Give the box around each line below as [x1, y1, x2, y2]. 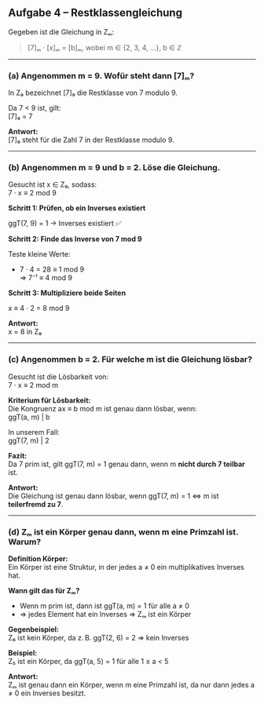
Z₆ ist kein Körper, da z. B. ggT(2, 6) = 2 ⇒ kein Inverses [8, 633, 189, 642]
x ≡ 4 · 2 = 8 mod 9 [8, 304, 70, 313]
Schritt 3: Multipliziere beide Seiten [8, 288, 126, 297]
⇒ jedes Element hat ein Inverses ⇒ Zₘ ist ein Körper [19, 610, 192, 618]
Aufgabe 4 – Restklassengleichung [8, 6, 183, 20]
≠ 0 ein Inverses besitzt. [8, 688, 86, 698]
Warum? [8, 536, 42, 547]
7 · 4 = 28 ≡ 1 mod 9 [19, 264, 85, 274]
